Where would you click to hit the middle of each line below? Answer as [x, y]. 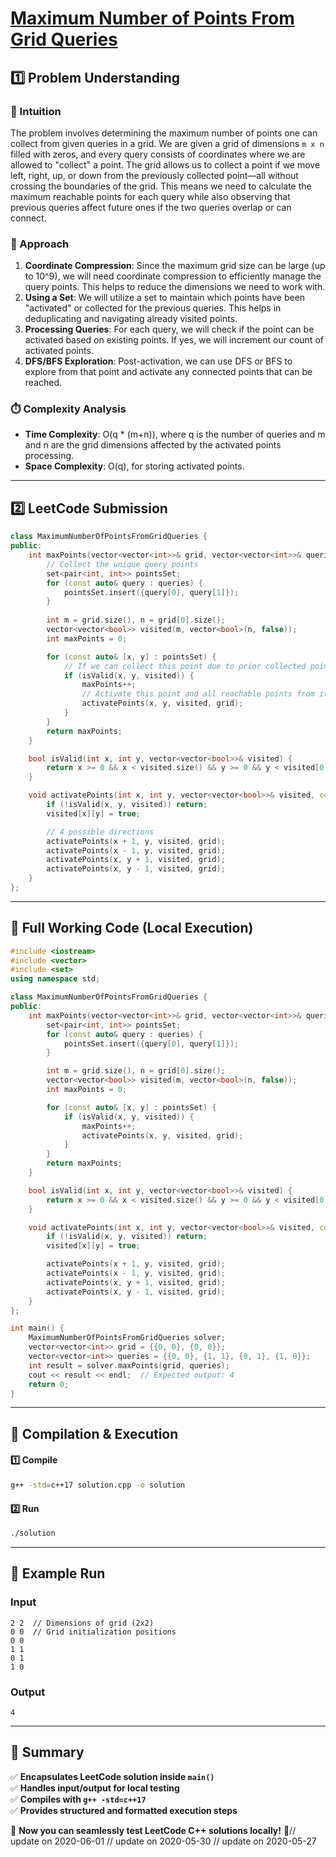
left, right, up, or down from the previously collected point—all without [154, 175]
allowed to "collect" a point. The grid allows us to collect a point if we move [165, 164]
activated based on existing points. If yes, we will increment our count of [174, 340]
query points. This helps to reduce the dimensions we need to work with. [175, 287]
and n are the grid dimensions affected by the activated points [153, 445]
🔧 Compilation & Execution [94, 1433]
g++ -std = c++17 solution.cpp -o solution [98, 1485]
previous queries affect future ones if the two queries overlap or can [151, 207]
